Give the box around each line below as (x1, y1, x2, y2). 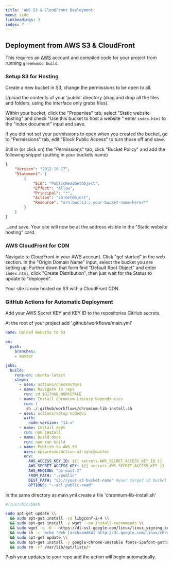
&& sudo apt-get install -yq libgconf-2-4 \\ (10, 516, 110, 521)
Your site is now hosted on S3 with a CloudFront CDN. (5, 286, 120, 292)
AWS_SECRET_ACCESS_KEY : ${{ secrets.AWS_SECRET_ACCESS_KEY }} (28, 464, 165, 469)
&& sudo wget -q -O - (10, 525, 57, 531)
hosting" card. (5, 229, 36, 235)
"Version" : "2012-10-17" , (14, 167, 71, 172)
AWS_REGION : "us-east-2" (28, 468, 82, 473)
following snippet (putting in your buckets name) (5, 152, 108, 158)
